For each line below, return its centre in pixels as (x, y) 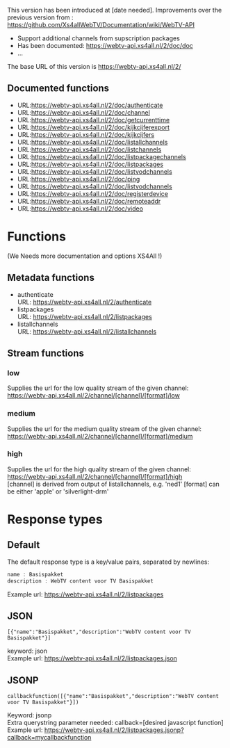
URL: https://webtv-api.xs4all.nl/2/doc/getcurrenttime (93, 120)
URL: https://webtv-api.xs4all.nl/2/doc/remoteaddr (89, 201)
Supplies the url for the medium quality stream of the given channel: (105, 429)
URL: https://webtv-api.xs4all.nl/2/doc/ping (79, 179)
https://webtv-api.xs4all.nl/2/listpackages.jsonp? (114, 730)
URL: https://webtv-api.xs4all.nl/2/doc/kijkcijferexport (93, 127)
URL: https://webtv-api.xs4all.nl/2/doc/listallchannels (92, 142)
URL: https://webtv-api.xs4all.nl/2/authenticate (84, 302)
